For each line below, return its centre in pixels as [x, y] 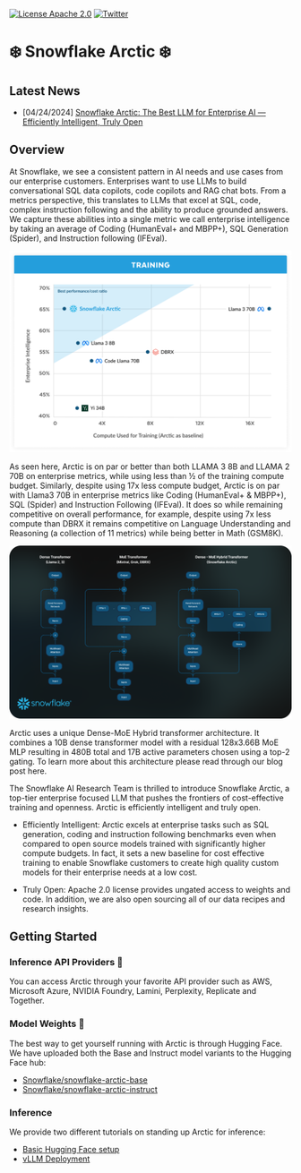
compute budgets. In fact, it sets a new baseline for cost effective [143, 853]
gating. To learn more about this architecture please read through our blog [146, 761]
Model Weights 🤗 [47, 1023]
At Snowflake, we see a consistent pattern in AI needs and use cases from [146, 171]
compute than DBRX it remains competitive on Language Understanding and [150, 524]
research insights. [55, 908]
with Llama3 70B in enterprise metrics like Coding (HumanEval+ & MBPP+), [148, 495]
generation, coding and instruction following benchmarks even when [149, 834]
